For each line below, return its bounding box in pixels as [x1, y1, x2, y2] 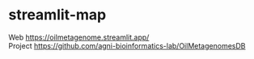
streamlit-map [8, 6, 107, 24]
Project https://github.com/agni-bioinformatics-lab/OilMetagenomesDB [8, 40, 246, 50]
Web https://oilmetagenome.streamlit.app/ [8, 32, 150, 42]
